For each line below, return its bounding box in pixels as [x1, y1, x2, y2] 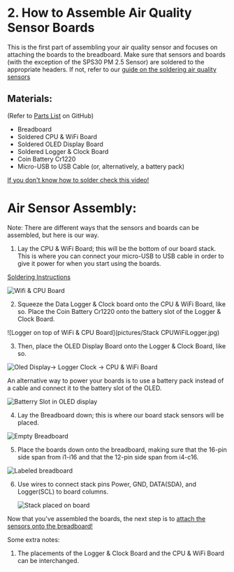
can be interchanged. [17, 556, 79, 564]
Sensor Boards [7, 20, 95, 36]
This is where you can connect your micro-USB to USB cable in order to [17, 252, 225, 260]
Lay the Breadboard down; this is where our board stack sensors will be [17, 410, 224, 419]
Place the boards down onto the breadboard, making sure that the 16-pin [17, 445, 227, 454]
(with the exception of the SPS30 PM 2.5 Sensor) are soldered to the [7, 57, 205, 66]
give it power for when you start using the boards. [17, 259, 162, 267]
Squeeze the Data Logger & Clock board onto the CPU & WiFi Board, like [17, 299, 226, 308]
